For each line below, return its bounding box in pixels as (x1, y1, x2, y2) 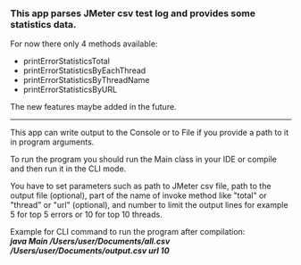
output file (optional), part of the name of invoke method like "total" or (10, 190, 267, 201)
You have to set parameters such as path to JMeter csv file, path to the (10, 181, 272, 192)
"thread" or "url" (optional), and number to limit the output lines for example (10, 200, 288, 211)
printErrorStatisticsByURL (22, 84, 118, 95)
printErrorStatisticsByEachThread (22, 65, 146, 76)
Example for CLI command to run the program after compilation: (10, 227, 246, 237)
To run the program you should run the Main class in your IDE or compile (10, 154, 278, 165)
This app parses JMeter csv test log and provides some (10, 7, 255, 20)
